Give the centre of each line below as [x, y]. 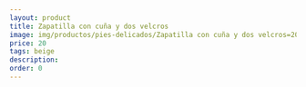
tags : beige [32, 52]
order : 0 [26, 69]
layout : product [40, 18]
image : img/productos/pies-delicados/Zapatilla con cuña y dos [132, 34]
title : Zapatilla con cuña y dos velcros [89, 26]
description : [34, 60]
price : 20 [28, 43]
